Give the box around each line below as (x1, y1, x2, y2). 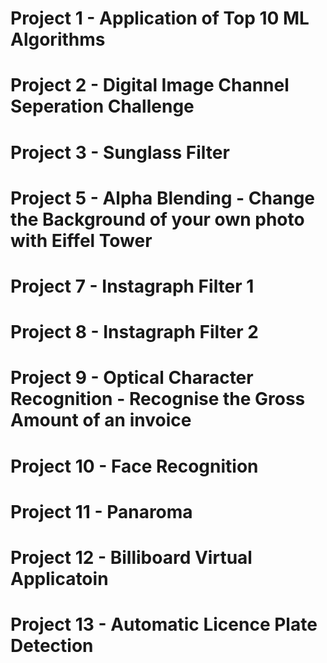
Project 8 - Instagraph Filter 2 (10, 321, 259, 344)
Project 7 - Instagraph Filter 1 (10, 275, 255, 297)
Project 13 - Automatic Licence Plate (10, 613, 318, 636)
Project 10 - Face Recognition (10, 455, 259, 477)
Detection (10, 635, 94, 657)
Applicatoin (10, 567, 109, 590)
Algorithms (10, 28, 106, 51)
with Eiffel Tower (10, 229, 153, 252)
